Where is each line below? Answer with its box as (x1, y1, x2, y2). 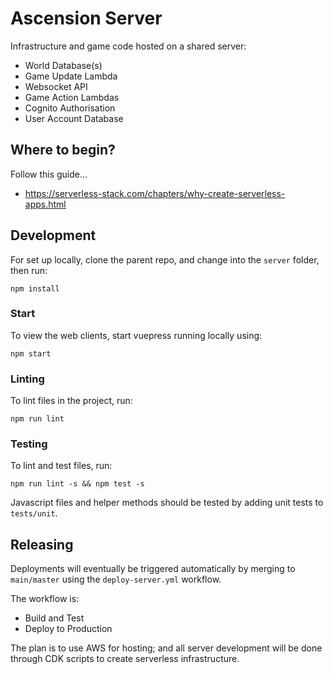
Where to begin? (10, 142, 116, 159)
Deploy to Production (24, 623, 113, 635)
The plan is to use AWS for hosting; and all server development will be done (10, 642, 323, 654)
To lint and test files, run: (10, 460, 113, 472)
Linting (10, 372, 45, 386)
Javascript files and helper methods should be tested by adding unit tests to (10, 497, 324, 509)
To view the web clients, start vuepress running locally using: (10, 329, 263, 341)
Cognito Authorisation (24, 102, 116, 114)
